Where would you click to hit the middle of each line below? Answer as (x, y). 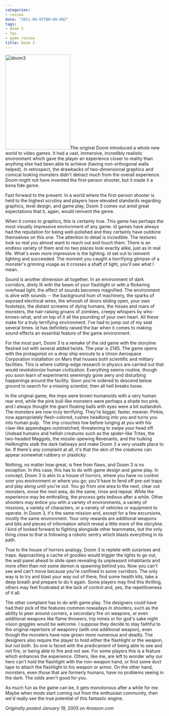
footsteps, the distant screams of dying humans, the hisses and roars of (80, 306)
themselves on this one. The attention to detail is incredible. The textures (81, 237)
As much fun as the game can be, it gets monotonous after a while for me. (82, 687)
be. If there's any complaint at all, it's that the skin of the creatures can (79, 449)
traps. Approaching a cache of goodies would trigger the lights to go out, (81, 555)
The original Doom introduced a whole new (115, 148)
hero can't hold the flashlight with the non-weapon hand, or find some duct (83, 661)
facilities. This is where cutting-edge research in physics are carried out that (84, 364)
